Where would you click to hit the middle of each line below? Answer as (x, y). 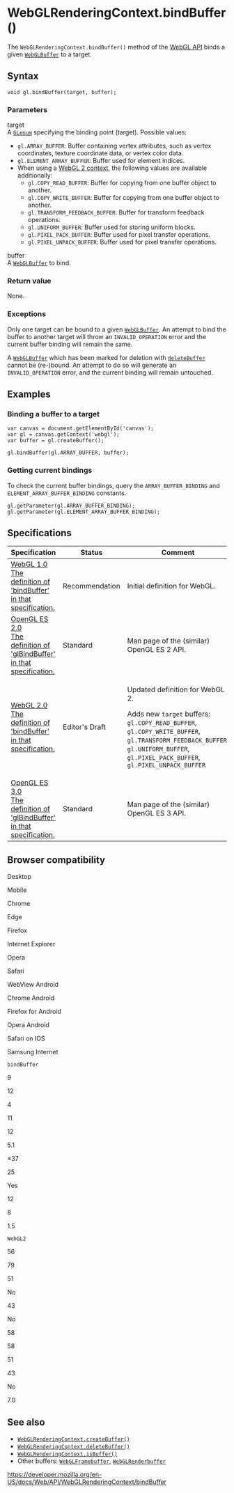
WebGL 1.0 (29, 564)
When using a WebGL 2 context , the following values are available (112, 168)
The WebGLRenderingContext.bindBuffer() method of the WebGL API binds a (116, 47)
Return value (29, 281)
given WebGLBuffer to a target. (50, 54)
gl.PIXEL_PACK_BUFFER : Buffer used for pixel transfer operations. (119, 235)
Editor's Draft (84, 727)
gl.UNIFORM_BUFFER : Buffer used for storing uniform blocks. (112, 227)
